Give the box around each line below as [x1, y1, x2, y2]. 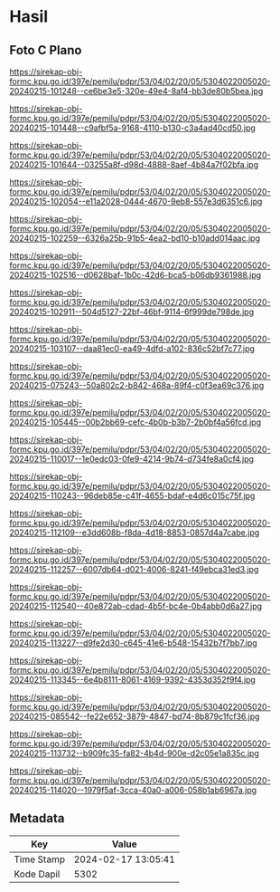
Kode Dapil [14, 868, 61, 880]
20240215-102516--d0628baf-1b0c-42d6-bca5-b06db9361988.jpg [9, 270, 262, 280]
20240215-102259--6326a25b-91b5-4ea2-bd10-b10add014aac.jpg [9, 233, 260, 244]
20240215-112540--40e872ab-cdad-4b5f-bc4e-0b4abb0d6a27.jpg [9, 600, 263, 611]
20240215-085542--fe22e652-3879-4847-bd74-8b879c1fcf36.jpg [9, 711, 260, 722]
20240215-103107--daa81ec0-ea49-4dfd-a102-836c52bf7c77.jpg [9, 343, 256, 354]
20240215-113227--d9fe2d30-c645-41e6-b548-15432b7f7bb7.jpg [9, 638, 257, 648]
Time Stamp [14, 853, 66, 866]
